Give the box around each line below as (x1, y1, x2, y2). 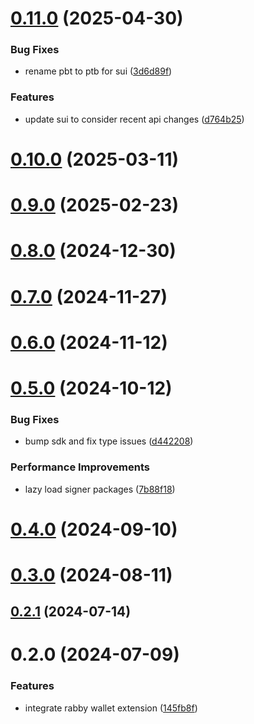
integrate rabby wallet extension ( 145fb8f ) (24, 702, 198, 714)
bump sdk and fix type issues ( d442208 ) (24, 435, 194, 447)
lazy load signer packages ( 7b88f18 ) (24, 483, 176, 495)
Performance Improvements (10, 460, 151, 474)
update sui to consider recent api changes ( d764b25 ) (24, 113, 245, 125)
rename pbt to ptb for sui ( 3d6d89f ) (24, 65, 173, 77)
